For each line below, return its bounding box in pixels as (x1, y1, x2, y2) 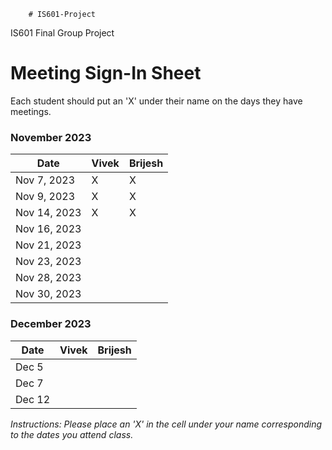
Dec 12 (15, 392, 51, 406)
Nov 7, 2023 (15, 173, 76, 187)
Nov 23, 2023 (15, 255, 82, 269)
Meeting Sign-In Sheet (10, 62, 202, 85)
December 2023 (10, 317, 92, 331)
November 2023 (10, 130, 92, 144)
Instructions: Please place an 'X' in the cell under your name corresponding (10, 418, 323, 430)
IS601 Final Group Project (10, 27, 115, 39)
